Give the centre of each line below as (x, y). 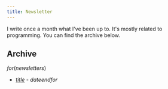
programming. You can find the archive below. (64, 35)
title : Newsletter (30, 12)
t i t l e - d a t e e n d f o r (36, 80)
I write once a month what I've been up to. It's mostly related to (85, 29)
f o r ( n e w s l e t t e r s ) (27, 68)
